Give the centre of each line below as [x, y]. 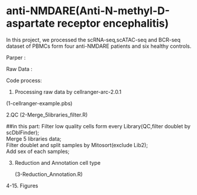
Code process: [24, 80]
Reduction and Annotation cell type [57, 162]
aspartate [30, 23]
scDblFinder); [23, 132]
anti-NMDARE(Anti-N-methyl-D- [88, 11]
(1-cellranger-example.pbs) [39, 103]
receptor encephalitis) [113, 23]
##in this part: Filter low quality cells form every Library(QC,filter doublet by [98, 126]
